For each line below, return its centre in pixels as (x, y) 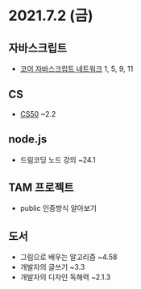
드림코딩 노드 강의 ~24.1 (58, 159)
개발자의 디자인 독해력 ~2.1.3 (65, 277)
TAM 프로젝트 (41, 188)
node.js (28, 140)
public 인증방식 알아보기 (58, 208)
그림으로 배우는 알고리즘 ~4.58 (68, 257)
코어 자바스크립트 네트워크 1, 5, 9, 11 (77, 69)
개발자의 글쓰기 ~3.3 (52, 267)
